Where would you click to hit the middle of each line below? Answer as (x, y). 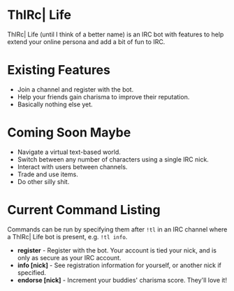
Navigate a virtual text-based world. (69, 152)
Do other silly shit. (43, 181)
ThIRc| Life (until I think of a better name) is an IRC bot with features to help (116, 34)
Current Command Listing (84, 210)
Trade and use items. (47, 174)
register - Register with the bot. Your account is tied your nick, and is (117, 250)
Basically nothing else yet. (55, 104)
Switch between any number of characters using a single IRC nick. (113, 159)
